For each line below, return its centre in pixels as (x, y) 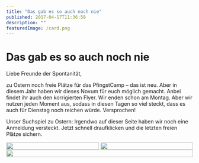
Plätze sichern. (24, 134)
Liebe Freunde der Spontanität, (44, 74)
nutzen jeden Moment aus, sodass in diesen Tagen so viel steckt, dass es (96, 104)
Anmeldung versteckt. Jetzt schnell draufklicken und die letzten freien (92, 128)
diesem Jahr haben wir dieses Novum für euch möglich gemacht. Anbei (94, 92)
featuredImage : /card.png (38, 28)
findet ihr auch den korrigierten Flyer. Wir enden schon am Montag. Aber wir (99, 97)
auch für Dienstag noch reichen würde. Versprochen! (71, 110)
